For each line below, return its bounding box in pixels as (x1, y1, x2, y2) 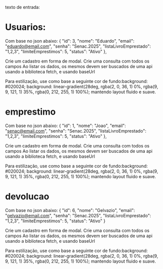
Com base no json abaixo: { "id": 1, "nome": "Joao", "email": (5, 123, 126, 129)
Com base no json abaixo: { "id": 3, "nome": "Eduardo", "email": (5, 38, 135, 44)
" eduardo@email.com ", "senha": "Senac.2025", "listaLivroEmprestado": (5, 43, 151, 49)
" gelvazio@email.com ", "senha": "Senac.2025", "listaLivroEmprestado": (5, 212, 152, 218)
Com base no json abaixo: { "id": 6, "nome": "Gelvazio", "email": (5, 207, 135, 213)
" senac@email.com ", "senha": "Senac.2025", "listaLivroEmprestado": (5, 128, 147, 134)
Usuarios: (5, 22, 46, 33)
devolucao (5, 191, 49, 202)
